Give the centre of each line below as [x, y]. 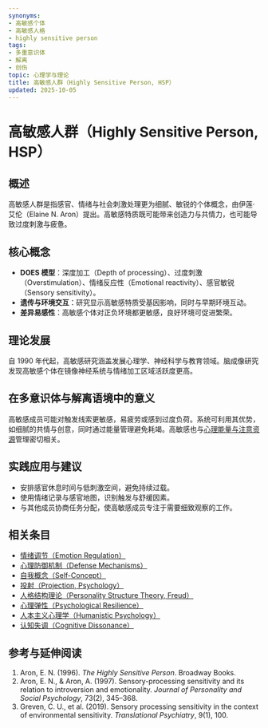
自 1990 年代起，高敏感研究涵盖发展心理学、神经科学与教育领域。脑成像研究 [134, 361]
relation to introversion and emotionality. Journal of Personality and [130, 690]
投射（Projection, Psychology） [72, 586]
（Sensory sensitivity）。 [60, 293]
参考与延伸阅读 [45, 653]
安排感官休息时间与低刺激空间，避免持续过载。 [97, 487]
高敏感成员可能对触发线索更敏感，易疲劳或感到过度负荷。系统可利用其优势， [134, 419]
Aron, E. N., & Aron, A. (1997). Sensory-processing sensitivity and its [132, 681]
